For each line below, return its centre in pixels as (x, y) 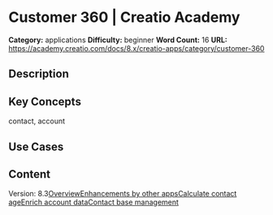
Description (39, 74)
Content (30, 174)
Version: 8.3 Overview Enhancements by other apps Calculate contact (123, 194)
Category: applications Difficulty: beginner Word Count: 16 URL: (118, 40)
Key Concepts (45, 101)
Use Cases (36, 146)
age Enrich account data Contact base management (93, 202)
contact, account (37, 121)
